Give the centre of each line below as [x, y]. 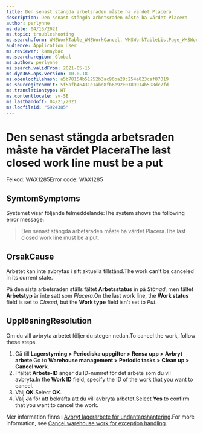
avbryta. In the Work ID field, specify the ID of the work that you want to [104, 379]
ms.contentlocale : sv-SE [37, 96]
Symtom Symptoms [43, 198]
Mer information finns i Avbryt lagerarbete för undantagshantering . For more [101, 417]
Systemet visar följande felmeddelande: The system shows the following [96, 213]
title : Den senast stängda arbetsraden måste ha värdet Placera [89, 12]
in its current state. [30, 278]
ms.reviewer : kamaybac [35, 51]
